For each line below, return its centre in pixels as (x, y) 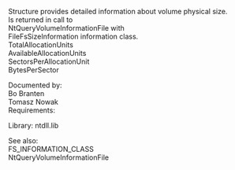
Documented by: (35, 85)
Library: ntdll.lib (34, 126)
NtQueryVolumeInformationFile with (66, 28)
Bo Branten (26, 93)
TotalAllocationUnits (41, 45)
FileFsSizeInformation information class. (73, 36)
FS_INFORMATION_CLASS (51, 149)
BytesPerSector (34, 70)
